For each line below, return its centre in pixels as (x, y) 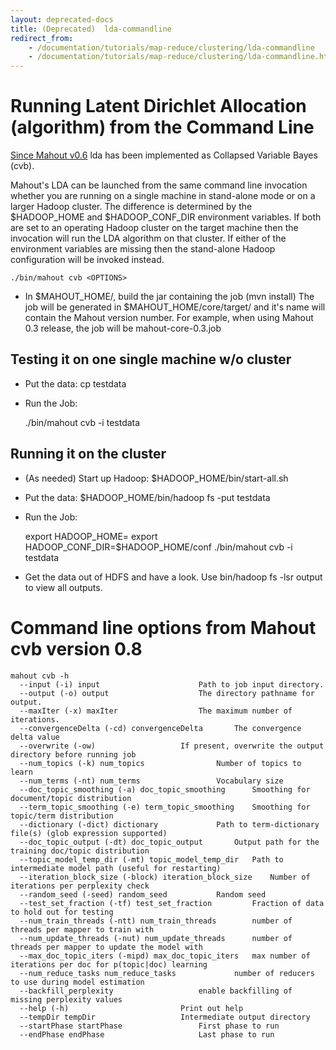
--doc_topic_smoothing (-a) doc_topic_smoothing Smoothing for (165, 789)
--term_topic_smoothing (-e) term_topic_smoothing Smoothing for (165, 807)
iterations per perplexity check (80, 886)
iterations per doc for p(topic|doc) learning (109, 964)
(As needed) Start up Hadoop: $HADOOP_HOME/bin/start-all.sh (156, 478)
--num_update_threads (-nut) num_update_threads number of (156, 938)
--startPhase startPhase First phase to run (149, 1026)
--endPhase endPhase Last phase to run (147, 1034)
